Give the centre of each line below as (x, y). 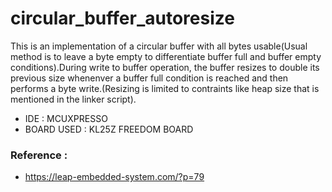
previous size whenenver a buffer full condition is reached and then (149, 78)
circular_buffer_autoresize (122, 18)
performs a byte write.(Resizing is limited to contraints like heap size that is (165, 88)
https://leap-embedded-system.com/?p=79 (114, 177)
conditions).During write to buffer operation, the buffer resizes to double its (165, 67)
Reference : (39, 155)
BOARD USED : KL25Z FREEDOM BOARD (109, 129)
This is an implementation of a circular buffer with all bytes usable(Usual (159, 46)
